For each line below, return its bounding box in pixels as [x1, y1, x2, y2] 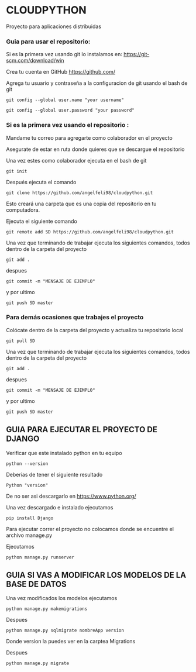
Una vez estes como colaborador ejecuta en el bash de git [6, 157, 147, 164]
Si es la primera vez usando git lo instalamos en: [6, 51, 123, 58]
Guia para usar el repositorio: [6, 37, 91, 46]
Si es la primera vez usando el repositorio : [6, 121, 129, 129]
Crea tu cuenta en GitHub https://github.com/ [6, 68, 116, 75]
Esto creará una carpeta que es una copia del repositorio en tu [6, 200, 157, 207]
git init [6, 168, 27, 174]
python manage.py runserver [6, 554, 75, 560]
